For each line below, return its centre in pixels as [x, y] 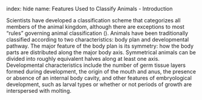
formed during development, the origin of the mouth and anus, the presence [101, 71]
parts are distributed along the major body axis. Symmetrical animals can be [101, 52]
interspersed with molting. [39, 91]
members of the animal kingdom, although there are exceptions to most [95, 27]
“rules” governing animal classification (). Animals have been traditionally [97, 33]
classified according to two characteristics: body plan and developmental [98, 39]
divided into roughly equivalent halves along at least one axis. [83, 59]
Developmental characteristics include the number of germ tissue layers [96, 65]
